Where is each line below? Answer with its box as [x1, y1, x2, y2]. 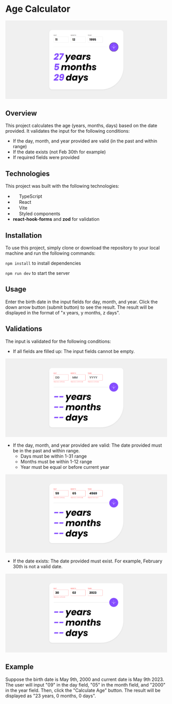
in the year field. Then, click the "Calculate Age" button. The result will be [5, 687, 161, 693]
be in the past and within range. [12, 447, 80, 453]
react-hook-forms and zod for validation [12, 216, 100, 222]
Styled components [18, 210, 61, 217]
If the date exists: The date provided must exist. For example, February [12, 558, 163, 564]
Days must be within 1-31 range [20, 453, 87, 459]
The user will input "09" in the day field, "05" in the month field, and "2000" [5, 681, 166, 688]
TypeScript [18, 193, 43, 200]
